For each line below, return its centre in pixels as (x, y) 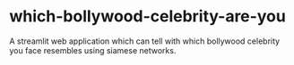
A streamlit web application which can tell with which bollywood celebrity (145, 41)
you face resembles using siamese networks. (93, 50)
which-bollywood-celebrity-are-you (148, 16)
